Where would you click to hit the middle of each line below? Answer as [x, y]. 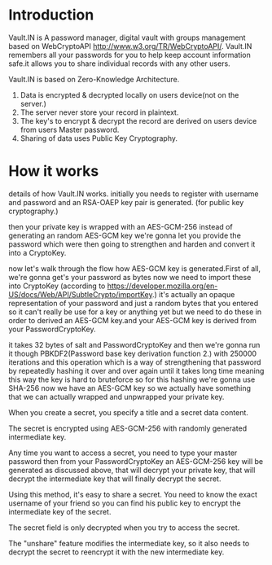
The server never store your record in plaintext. [99, 112]
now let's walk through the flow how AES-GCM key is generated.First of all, [135, 268]
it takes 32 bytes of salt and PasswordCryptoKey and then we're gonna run [134, 344]
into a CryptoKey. [37, 252]
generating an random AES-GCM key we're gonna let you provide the [125, 235]
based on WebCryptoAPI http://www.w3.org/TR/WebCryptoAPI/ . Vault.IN [130, 46]
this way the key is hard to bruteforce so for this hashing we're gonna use [132, 379]
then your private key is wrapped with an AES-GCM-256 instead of [121, 226]
